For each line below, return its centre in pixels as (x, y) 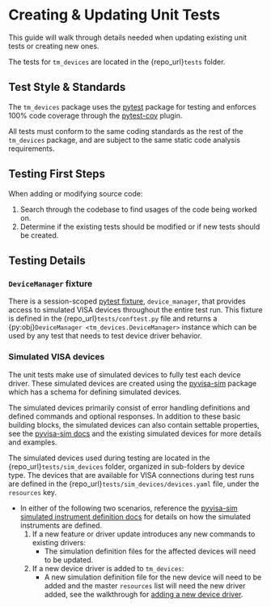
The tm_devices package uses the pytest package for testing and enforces (132, 106)
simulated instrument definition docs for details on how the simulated (135, 516)
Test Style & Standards (67, 87)
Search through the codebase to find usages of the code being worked (138, 209)
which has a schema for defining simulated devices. (95, 392)
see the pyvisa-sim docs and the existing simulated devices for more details (135, 433)
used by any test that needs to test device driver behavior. (105, 336)
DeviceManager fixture (51, 283)
